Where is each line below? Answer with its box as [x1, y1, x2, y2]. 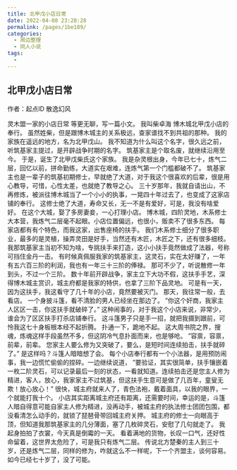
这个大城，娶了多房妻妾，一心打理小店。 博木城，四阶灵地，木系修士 [27, 208, 227, 216]
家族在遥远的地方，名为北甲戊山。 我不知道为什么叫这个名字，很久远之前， [7, 137, 226, 146]
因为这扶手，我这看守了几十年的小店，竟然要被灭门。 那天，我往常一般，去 [7, 287, 226, 295]
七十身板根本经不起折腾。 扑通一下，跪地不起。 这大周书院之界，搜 [25, 322, 221, 331]
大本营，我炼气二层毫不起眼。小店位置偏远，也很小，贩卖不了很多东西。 [7, 216, 217, 225]
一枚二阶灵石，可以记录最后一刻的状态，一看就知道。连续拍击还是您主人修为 [7, 367, 230, 375]
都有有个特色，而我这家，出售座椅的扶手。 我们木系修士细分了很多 [19, 225, 213, 234]
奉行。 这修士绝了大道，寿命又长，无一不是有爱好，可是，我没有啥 [19, 199, 213, 207]
